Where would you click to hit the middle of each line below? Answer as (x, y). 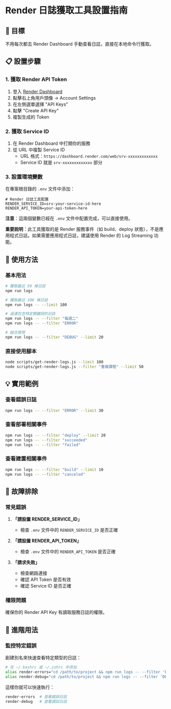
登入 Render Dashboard (37, 91)
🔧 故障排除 (22, 491)
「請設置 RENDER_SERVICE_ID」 (47, 519)
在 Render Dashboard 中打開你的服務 (51, 143)
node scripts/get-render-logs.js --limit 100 (54, 362)
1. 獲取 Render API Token (36, 79)
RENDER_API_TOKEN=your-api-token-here (46, 208)
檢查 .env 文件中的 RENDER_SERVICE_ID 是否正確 (69, 530)
